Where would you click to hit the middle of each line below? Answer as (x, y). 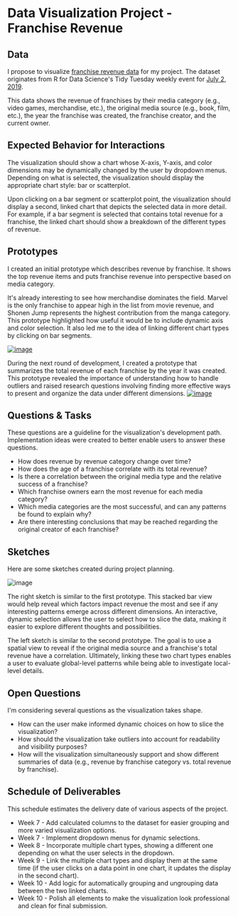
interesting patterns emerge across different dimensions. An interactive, (113, 612)
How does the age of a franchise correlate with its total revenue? (112, 469)
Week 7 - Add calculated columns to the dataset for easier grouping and (123, 822)
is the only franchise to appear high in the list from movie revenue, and (111, 305)
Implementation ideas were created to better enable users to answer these (117, 440)
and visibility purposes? (52, 747)
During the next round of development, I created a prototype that (102, 363)
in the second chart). (48, 875)
